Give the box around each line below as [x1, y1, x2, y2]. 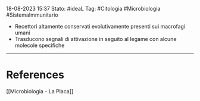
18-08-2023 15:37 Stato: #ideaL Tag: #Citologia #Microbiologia [6, 5, 161, 12]
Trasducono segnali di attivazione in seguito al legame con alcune [14, 36, 177, 42]
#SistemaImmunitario [6, 11, 58, 18]
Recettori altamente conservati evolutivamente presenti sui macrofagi [14, 23, 186, 30]
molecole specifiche [14, 42, 65, 49]
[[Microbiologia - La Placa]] [6, 87, 74, 94]
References [6, 68, 64, 82]
